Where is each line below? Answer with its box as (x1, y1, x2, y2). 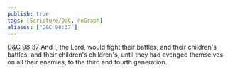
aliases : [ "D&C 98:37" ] (7, 23, 78, 30)
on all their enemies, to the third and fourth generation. (7, 58, 168, 67)
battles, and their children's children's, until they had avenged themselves (7, 50, 224, 59)
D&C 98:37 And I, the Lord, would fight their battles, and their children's (7, 43, 217, 52)
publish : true (7, 10, 50, 18)
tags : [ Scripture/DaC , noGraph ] (7, 17, 103, 24)
